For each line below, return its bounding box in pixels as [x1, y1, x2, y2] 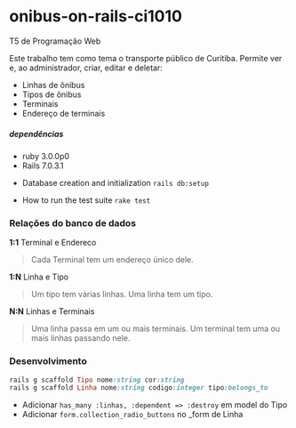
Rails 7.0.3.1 [21, 160, 64, 171]
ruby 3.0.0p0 [21, 150, 69, 161]
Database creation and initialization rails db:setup [21, 177, 209, 188]
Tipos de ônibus [21, 89, 82, 100]
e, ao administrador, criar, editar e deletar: [9, 62, 163, 73]
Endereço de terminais [21, 108, 106, 118]
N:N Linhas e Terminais [9, 306, 95, 317]
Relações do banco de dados [9, 216, 136, 229]
